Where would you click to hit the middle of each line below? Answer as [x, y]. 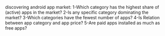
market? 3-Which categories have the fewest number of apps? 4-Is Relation [82, 18]
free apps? [16, 28]
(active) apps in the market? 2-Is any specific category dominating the [77, 12]
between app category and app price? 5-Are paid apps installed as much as [82, 23]
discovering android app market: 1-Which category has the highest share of [82, 7]
